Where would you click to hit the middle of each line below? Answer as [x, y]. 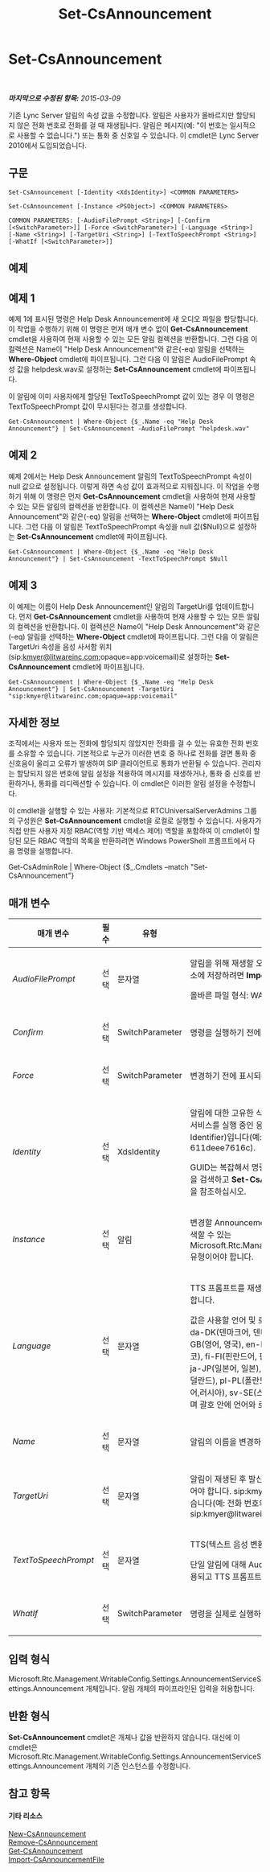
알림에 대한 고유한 [222, 1113]
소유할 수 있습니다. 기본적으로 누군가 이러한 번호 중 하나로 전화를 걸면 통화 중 [137, 754]
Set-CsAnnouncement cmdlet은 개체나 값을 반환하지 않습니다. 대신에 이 [124, 1737]
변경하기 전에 [213, 1076]
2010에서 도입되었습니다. [47, 145]
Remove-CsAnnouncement [53, 1842]
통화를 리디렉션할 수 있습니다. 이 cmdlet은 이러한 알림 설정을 [133, 784]
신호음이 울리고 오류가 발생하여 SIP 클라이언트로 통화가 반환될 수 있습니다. [124, 763]
